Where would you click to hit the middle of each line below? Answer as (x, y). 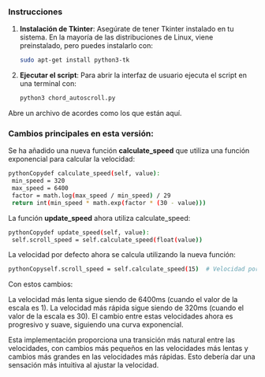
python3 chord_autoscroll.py (67, 98)
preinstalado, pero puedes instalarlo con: (86, 46)
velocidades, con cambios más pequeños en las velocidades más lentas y (128, 349)
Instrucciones (35, 12)
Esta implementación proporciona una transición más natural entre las (121, 340)
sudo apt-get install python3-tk (75, 60)
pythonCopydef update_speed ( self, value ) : (79, 232)
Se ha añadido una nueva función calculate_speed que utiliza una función (129, 151)
